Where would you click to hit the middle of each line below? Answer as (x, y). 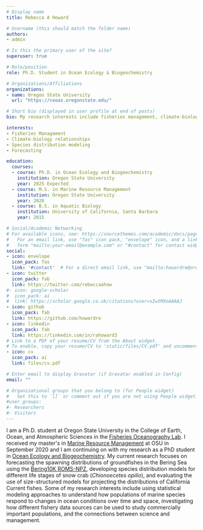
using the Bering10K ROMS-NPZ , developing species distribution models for (101, 468)
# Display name (25, 12)
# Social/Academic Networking (44, 228)
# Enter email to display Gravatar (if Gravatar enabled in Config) (94, 374)
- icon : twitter (27, 273)
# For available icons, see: (43, 234)
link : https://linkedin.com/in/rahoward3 (65, 335)
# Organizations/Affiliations (44, 83)
